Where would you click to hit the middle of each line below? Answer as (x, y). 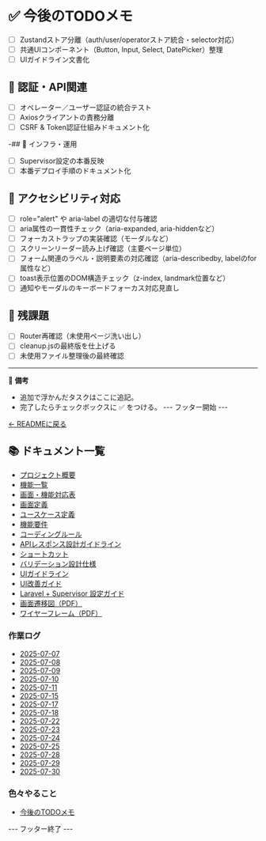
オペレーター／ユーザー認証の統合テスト (85, 107)
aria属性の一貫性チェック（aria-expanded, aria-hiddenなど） (119, 229)
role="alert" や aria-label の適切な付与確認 (88, 219)
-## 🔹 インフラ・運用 (43, 144)
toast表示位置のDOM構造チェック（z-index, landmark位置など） (125, 278)
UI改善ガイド (40, 584)
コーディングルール (51, 534)
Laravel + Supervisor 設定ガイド (72, 593)
